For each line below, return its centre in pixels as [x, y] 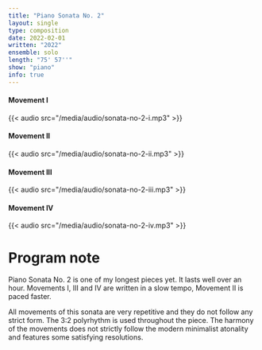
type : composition [39, 30]
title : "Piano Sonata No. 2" [56, 16]
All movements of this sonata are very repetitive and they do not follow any [131, 312]
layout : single [33, 23]
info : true [26, 75]
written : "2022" [35, 45]
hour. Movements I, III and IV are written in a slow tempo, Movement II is [126, 288]
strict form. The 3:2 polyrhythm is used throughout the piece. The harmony [131, 321]
